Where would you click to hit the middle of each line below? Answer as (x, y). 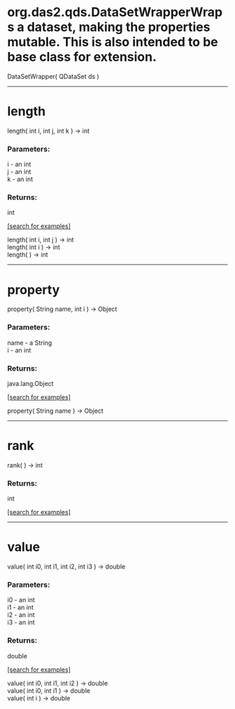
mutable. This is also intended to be (113, 42)
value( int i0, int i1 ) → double (49, 690)
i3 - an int (21, 623)
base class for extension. (82, 57)
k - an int (20, 179)
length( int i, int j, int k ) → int (48, 131)
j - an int (19, 172)
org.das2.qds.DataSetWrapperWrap (115, 12)
